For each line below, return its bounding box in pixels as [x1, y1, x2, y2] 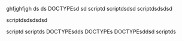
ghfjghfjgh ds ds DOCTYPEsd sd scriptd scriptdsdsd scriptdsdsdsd [6, 5, 172, 12]
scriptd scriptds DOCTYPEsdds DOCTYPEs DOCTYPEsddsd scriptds [6, 28, 177, 35]
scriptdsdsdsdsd [6, 17, 48, 23]
